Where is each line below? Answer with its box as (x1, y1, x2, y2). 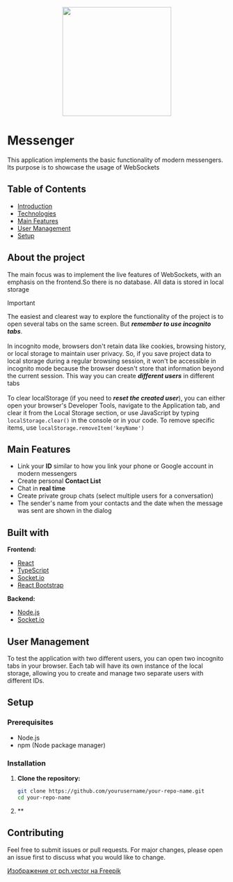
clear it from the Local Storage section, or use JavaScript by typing (7, 408, 200, 417)
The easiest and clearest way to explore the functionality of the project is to (7, 312, 224, 320)
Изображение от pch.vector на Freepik (7, 866, 121, 875)
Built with (7, 527, 49, 539)
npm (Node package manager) (17, 740, 106, 749)
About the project (7, 252, 86, 264)
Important (7, 299, 35, 307)
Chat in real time (17, 484, 66, 493)
